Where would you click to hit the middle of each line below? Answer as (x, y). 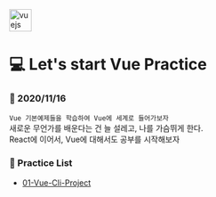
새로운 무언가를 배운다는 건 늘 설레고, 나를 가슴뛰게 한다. (106, 128)
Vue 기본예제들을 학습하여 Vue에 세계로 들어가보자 (89, 119)
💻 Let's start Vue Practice (108, 65)
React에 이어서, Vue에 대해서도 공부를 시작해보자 (95, 140)
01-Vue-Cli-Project (56, 183)
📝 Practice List (41, 163)
